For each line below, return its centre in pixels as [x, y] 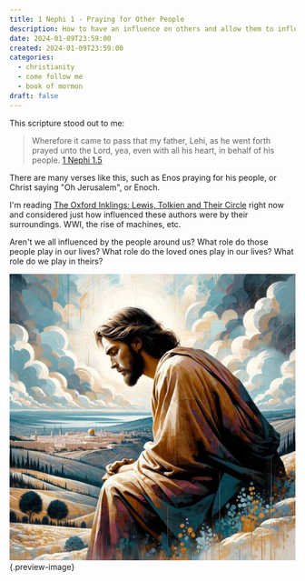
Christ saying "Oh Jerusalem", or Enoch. [85, 187]
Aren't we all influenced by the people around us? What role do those [139, 242]
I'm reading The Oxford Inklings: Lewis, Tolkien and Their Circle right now [147, 205]
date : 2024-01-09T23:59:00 [60, 38]
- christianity [46, 67]
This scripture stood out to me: [67, 123]
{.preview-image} [42, 566]
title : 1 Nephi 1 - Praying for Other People [97, 19]
